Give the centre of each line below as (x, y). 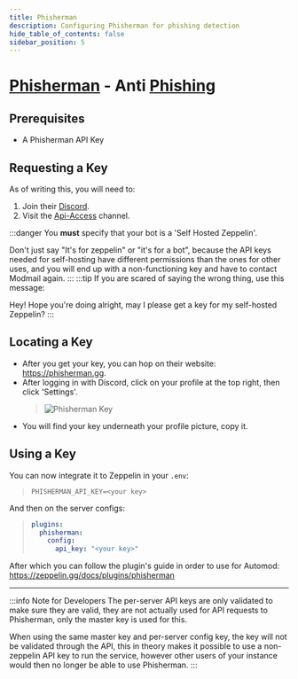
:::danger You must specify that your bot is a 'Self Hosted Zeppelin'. (133, 233)
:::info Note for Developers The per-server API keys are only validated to (141, 601)
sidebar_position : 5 (47, 42)
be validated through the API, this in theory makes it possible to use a (136, 646)
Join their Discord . (56, 207)
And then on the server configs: (67, 508)
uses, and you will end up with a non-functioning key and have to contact (143, 269)
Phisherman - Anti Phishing (112, 86)
